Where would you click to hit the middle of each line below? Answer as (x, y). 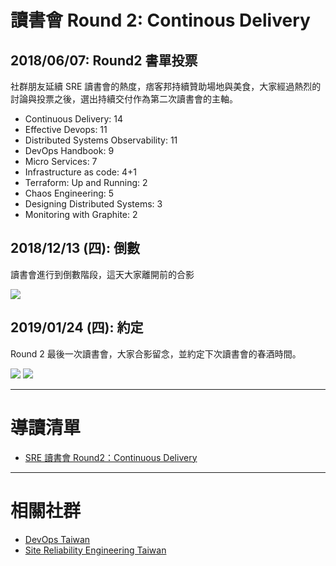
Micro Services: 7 (61, 161)
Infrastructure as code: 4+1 (80, 172)
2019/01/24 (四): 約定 (77, 327)
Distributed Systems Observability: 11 (101, 140)
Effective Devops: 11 (66, 129)
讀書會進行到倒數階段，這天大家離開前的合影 (102, 274)
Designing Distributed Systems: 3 (93, 204)
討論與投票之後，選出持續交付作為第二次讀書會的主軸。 (124, 99)
